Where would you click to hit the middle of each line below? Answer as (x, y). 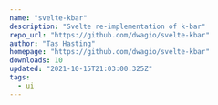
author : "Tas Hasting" (52, 43)
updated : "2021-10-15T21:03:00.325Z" (81, 69)
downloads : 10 (36, 60)
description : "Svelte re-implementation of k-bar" (108, 26)
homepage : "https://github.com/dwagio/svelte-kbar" (109, 52)
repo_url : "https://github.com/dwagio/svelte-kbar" (109, 35)
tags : (20, 78)
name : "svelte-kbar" (49, 18)
